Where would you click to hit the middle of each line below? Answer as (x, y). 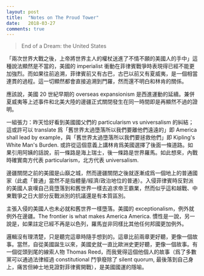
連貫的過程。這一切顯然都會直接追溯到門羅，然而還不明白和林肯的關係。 (97, 81)
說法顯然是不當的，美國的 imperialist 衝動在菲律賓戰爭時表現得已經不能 (100, 66)
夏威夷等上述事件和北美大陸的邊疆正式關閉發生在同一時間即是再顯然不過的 (99, 102)
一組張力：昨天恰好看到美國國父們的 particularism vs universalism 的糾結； (100, 123)
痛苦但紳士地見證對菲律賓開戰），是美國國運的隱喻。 (82, 267)
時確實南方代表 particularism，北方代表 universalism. (73, 160)
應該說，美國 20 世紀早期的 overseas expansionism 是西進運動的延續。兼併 (100, 94)
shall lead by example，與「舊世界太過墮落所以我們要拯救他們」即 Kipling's (101, 138)
